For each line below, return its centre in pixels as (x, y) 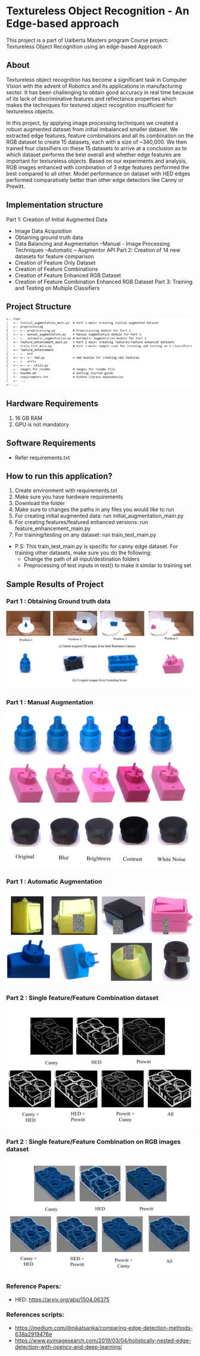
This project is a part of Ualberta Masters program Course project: (87, 40)
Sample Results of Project (55, 584)
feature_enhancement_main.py (53, 528)
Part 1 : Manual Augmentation (50, 702)
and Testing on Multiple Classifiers (57, 288)
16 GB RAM (29, 418)
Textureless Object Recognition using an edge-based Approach (84, 47)
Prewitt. (15, 186)
